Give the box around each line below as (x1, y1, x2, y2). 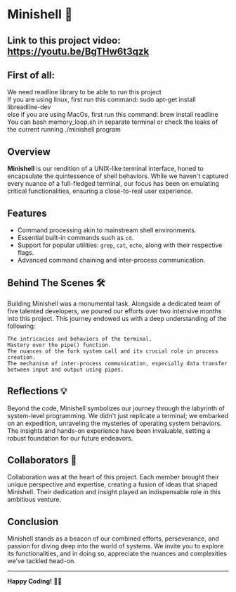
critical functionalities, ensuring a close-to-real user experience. (7, 187, 193, 196)
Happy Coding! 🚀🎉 (7, 577, 62, 586)
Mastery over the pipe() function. (7, 341, 112, 348)
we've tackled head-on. (7, 557, 76, 565)
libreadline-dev (7, 103, 51, 111)
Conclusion (7, 515, 59, 527)
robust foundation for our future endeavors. (7, 434, 133, 442)
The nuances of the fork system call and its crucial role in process (7, 348, 218, 355)
